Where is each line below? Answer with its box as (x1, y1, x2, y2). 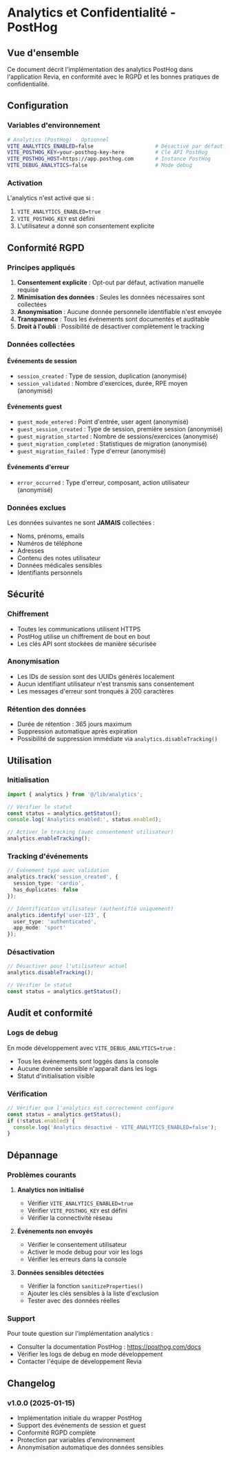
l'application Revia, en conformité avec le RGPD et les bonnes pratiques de (7, 72, 220, 81)
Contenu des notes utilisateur (17, 553, 101, 562)
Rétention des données (7, 704, 87, 713)
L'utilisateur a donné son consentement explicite (17, 222, 155, 230)
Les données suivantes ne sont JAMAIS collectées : (7, 518, 155, 526)
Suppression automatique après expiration (17, 727, 138, 736)
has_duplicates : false (13, 887, 79, 894)
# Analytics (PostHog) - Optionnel (7, 136, 109, 143)
